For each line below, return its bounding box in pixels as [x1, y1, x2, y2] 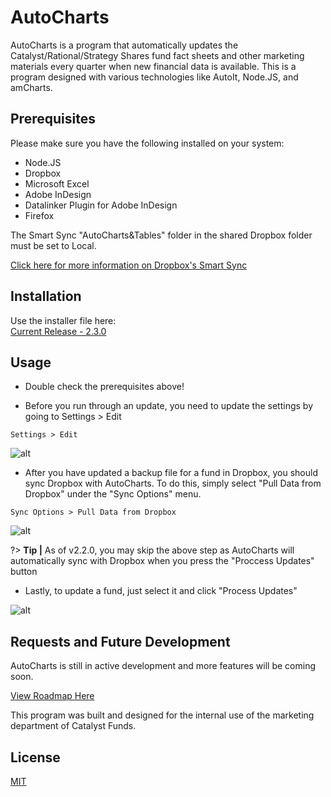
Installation [10, 288, 82, 305]
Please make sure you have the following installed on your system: [10, 137, 285, 149]
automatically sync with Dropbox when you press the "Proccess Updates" [10, 555, 315, 567]
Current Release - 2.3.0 [10, 325, 107, 337]
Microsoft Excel [24, 177, 90, 190]
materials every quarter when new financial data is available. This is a [10, 60, 297, 72]
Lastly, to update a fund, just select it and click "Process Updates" [24, 585, 298, 597]
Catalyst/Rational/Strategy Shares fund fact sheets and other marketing [10, 49, 305, 61]
